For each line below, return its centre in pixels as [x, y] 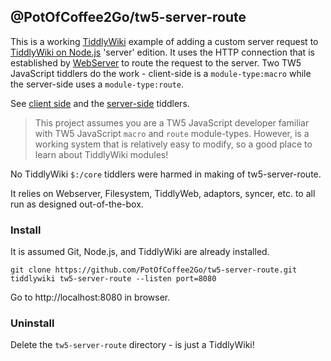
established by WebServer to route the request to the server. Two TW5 [156, 62]
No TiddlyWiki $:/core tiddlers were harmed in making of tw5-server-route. [166, 174]
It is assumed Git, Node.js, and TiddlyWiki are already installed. [140, 252]
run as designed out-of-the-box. [77, 204]
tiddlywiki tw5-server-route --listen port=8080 [113, 279]
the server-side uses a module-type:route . [97, 84]
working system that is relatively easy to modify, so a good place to [173, 144]
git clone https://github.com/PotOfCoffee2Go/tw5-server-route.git [154, 270]
